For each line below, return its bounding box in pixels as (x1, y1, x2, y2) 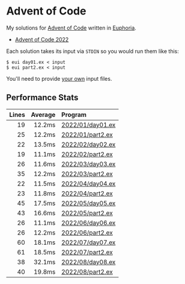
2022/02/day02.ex (61, 140, 116, 148)
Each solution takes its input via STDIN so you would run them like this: (6, 47, 179, 55)
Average (31, 110, 56, 119)
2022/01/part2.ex (61, 130, 113, 139)
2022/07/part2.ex (61, 248, 113, 256)
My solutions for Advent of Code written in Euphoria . (6, 24, 136, 31)
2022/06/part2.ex (61, 228, 113, 236)
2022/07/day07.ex (61, 238, 116, 247)
